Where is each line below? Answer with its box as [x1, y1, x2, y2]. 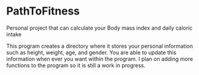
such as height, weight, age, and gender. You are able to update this [6, 48, 177, 56]
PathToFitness [6, 4, 80, 18]
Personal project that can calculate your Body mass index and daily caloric [6, 24, 193, 31]
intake [6, 30, 22, 37]
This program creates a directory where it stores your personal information [6, 42, 193, 50]
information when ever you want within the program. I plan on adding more [6, 55, 193, 62]
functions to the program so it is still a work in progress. [6, 62, 146, 69]
